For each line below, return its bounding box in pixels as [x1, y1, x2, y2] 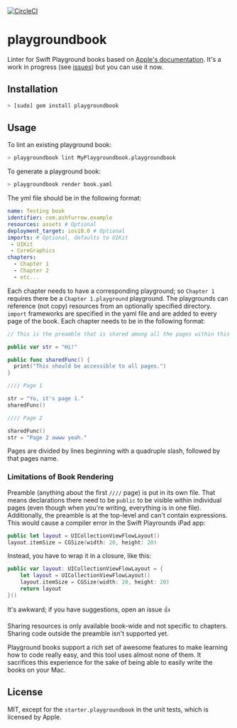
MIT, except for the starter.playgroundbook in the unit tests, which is [7, 705, 209, 714]
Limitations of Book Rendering [7, 472, 114, 482]
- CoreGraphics [10, 247, 55, 255]
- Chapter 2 [13, 267, 50, 274]
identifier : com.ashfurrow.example [7, 214, 113, 222]
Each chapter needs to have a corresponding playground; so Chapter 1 [7, 287, 215, 295]
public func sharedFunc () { [7, 356, 91, 363]
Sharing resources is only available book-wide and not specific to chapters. [7, 621, 228, 630]
